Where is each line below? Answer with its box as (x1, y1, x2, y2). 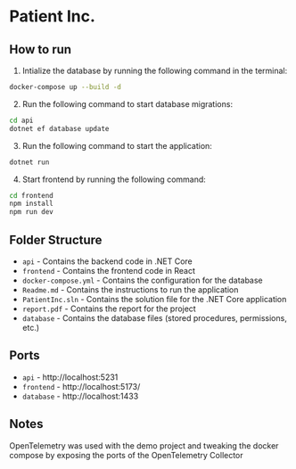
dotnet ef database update (9, 124, 110, 133)
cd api (9, 116, 34, 125)
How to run (9, 42, 72, 57)
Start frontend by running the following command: (21, 174, 207, 185)
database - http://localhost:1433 (21, 391, 139, 401)
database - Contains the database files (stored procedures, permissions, (21, 312, 287, 323)
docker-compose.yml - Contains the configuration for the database (21, 275, 263, 285)
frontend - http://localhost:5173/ (21, 381, 141, 391)
